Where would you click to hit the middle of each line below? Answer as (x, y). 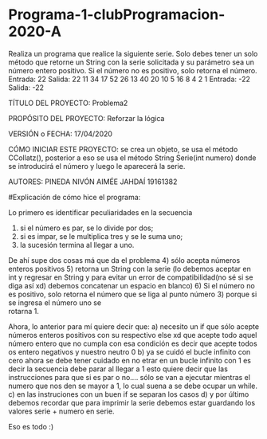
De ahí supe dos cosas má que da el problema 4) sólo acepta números (124, 260)
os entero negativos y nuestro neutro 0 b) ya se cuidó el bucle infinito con (130, 351)
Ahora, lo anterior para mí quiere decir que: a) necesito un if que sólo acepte (134, 326)
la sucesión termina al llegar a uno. (77, 245)
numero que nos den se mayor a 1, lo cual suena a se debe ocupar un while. (133, 386)
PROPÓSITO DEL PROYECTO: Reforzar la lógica (86, 118)
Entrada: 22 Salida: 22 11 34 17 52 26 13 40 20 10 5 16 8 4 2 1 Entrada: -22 (130, 79)
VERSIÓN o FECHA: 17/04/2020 (61, 134)
